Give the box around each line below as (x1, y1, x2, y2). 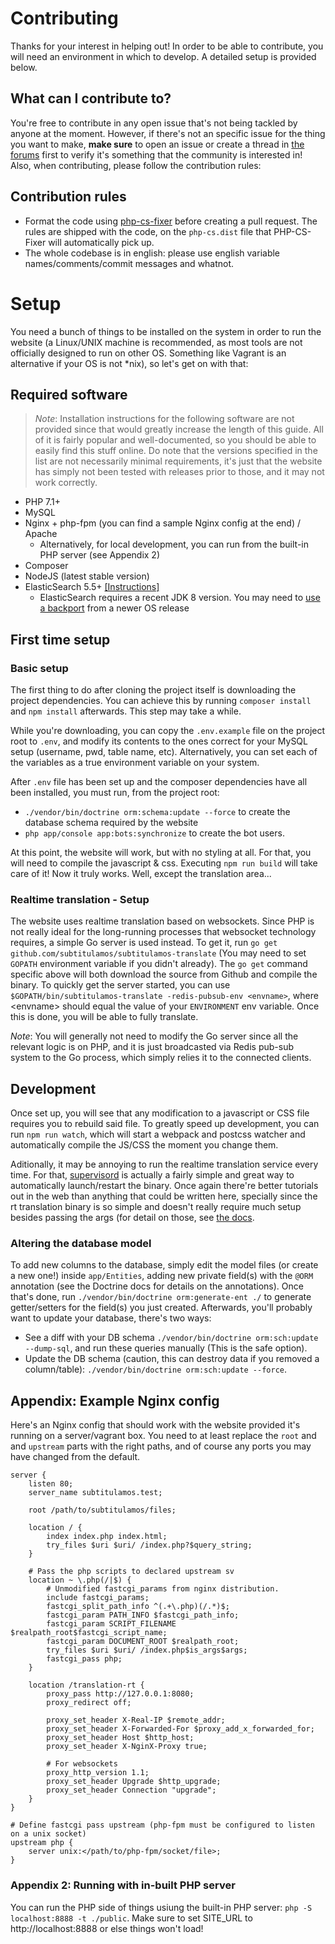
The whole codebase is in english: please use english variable (24, 247, 281, 259)
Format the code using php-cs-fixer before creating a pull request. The (24, 215, 318, 227)
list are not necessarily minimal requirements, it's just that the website (34, 455, 323, 467)
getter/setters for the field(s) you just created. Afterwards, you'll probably (10, 1302, 313, 1314)
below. (10, 61, 38, 73)
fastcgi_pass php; (46, 1654, 123, 1664)
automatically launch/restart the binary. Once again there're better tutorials (10, 1180, 319, 1192)
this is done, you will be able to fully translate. (10, 1011, 199, 1023)
